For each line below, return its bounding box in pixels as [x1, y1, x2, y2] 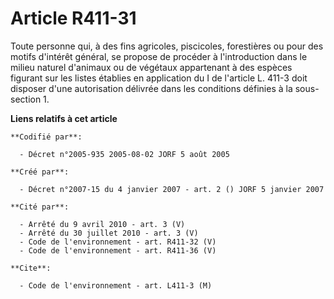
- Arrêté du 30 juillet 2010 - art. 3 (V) [19, 228, 199, 238]
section [10, 93, 42, 105]
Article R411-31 [10, 7, 137, 30]
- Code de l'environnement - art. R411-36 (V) [19, 245, 217, 256]
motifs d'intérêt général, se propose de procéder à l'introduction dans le [10, 50, 308, 62]
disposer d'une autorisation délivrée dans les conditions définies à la [10, 82, 293, 94]
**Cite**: [10, 263, 52, 273]
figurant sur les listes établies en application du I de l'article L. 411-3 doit [10, 72, 308, 84]
